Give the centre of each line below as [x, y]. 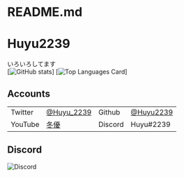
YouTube [25, 124]
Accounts [29, 93]
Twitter [22, 112]
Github [109, 112]
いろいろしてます [31, 64]
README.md [45, 12]
